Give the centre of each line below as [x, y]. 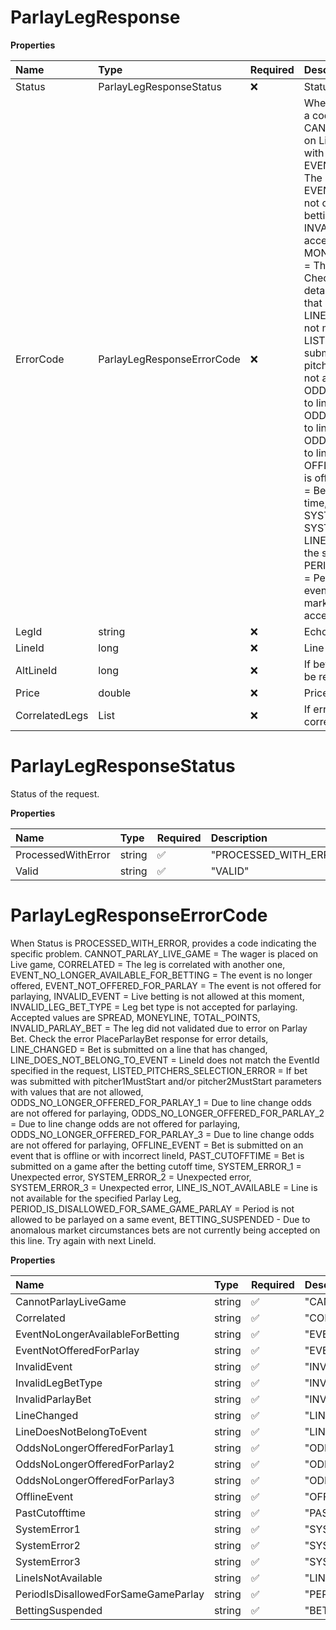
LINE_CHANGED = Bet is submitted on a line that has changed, [139, 1049]
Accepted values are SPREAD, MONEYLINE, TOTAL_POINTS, [135, 1017]
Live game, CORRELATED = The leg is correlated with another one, [148, 964]
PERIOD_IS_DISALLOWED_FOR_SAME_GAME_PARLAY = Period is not [152, 1208]
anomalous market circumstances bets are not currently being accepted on [165, 1230]
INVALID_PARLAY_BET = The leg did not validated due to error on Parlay [159, 1028]
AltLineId [36, 670]
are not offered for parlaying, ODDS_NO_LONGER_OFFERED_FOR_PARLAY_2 [167, 1113]
